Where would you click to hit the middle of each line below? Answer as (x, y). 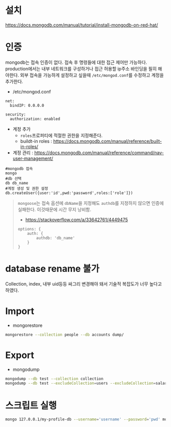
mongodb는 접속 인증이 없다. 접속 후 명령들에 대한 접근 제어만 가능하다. (76, 62)
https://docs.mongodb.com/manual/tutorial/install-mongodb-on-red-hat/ (82, 25)
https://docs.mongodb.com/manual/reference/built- (107, 141)
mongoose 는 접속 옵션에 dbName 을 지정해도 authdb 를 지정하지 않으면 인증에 (91, 203)
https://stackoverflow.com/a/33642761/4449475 (77, 220)
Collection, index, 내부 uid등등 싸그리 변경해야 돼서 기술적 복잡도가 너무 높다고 (83, 283)
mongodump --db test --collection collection (54, 378)
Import (20, 311)
